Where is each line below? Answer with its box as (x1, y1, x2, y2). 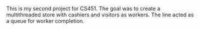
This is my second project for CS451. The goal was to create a (6, 5, 161, 12)
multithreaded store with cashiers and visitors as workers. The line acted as (6, 11, 194, 18)
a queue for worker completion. (6, 18, 84, 24)
